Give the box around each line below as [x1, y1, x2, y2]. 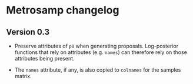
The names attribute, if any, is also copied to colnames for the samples [14, 66, 181, 73]
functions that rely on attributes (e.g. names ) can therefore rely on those [14, 49, 187, 56]
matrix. [14, 73, 32, 79]
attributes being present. [14, 55, 75, 62]
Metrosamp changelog [6, 4, 119, 17]
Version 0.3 [6, 27, 50, 37]
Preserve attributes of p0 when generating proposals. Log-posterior [14, 42, 178, 49]
